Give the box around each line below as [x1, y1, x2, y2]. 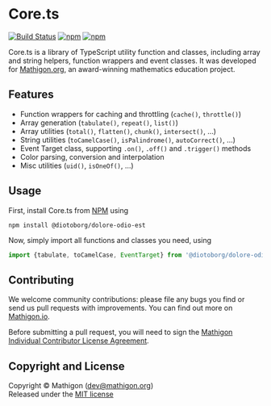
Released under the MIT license [8, 389, 115, 400]
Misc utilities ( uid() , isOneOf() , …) [19, 161, 135, 170]
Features [8, 88, 54, 102]
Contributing [8, 273, 74, 287]
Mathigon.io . [8, 312, 50, 321]
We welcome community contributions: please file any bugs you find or [8, 295, 245, 304]
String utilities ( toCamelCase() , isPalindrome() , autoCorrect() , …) [19, 135, 236, 144]
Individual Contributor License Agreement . [8, 336, 149, 345]
